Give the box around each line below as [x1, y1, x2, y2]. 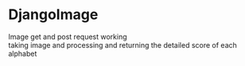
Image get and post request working [8, 32, 127, 41]
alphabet [8, 49, 37, 58]
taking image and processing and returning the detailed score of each [8, 40, 237, 49]
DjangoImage [8, 6, 99, 24]
